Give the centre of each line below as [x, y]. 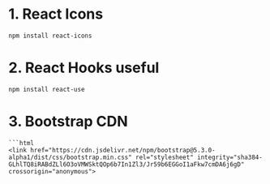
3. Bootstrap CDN [68, 122]
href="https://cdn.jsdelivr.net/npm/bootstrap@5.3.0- [123, 150]
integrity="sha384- [230, 157]
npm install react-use [47, 89]
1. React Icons [56, 14]
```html [21, 143]
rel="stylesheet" [165, 157]
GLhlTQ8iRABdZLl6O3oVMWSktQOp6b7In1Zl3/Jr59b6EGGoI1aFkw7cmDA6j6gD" [126, 164]
